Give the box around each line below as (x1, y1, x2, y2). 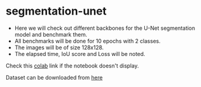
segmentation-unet (5, 4, 107, 18)
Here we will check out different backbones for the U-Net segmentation (14, 24, 196, 32)
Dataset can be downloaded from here (5, 74, 103, 81)
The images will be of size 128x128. (14, 44, 104, 51)
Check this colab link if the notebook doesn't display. (5, 62, 139, 69)
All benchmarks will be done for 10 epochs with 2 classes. (14, 37, 161, 44)
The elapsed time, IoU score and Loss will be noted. (14, 50, 145, 57)
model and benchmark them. (14, 30, 87, 38)
